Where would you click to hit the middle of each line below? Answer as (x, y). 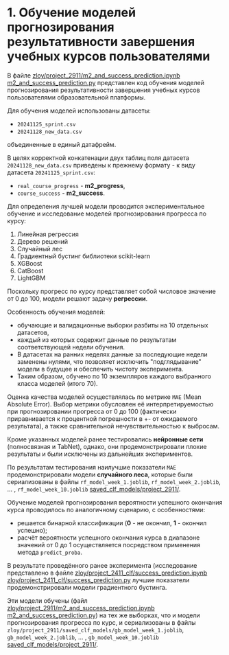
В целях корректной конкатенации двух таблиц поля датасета (98, 158)
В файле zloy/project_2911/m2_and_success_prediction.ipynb (94, 75)
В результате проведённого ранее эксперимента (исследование (102, 565)
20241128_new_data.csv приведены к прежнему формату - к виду (101, 165)
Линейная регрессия (48, 234)
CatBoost (30, 271)
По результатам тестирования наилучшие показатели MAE (92, 467)
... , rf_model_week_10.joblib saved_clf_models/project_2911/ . (94, 489)
